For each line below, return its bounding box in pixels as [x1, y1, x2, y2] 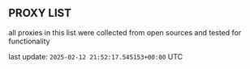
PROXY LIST [8, 6, 71, 20]
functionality [8, 36, 50, 46]
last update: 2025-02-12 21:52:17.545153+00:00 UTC [8, 51, 183, 61]
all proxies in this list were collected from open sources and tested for [8, 27, 242, 37]
